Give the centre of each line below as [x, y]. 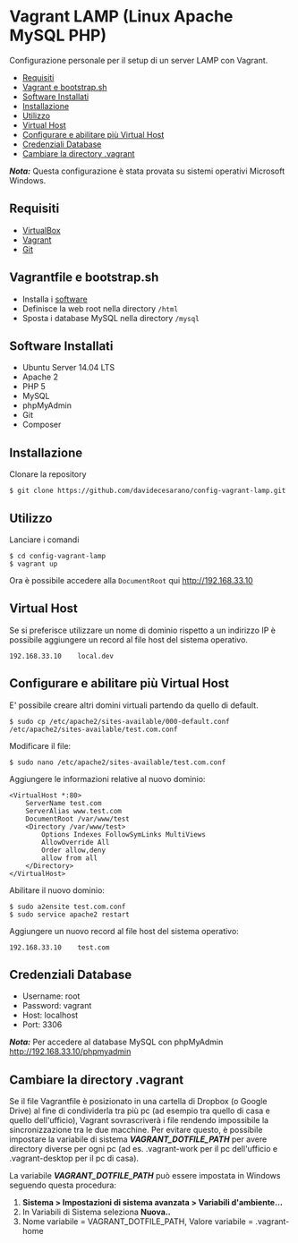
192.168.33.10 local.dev [62, 656]
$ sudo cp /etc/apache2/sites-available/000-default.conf [119, 721]
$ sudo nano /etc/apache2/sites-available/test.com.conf [118, 762]
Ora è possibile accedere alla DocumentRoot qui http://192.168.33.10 [131, 580]
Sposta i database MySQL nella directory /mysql [111, 318]
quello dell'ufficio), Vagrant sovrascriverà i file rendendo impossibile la [139, 1120]
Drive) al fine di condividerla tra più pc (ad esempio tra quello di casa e [140, 1111]
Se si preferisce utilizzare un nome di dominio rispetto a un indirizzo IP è [142, 630]
